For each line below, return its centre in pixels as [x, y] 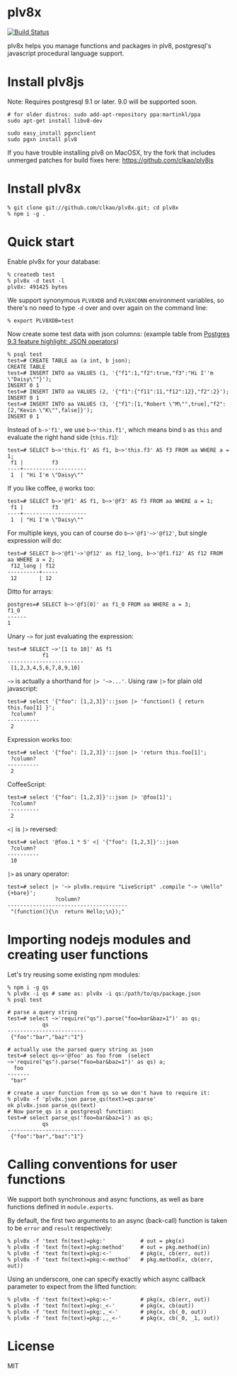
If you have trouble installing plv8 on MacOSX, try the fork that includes [111, 152]
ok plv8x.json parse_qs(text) [52, 1105]
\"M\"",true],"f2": [197, 404]
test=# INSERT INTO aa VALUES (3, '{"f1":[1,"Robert [87, 404]
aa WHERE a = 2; [31, 560]
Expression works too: [40, 739]
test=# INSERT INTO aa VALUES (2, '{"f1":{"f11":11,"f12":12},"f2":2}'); [118, 392]
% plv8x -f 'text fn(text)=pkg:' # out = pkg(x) [96, 1241]
